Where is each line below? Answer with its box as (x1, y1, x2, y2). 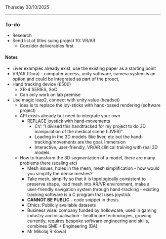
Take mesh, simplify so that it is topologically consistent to (27, 176, 146, 182)
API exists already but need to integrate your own (19, 112, 120, 118)
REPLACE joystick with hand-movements (27, 118, 110, 124)
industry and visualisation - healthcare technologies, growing (27, 212, 152, 218)
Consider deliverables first (19, 43, 74, 49)
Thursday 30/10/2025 (5, 4, 49, 10)
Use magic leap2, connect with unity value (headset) (12, 96, 120, 103)
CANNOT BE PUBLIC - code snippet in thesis (27, 196, 119, 202)
